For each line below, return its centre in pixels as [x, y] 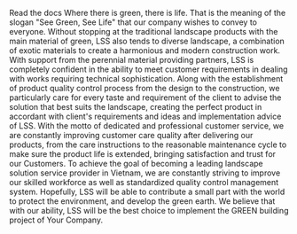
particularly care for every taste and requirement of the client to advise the [145, 97]
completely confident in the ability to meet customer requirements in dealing [148, 69]
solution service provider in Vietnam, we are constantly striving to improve [145, 173]
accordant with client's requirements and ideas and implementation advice [145, 116]
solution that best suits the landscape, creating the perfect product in [136, 107]
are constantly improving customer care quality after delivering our [131, 135]
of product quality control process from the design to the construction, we [145, 88]
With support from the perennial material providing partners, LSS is [132, 60]
